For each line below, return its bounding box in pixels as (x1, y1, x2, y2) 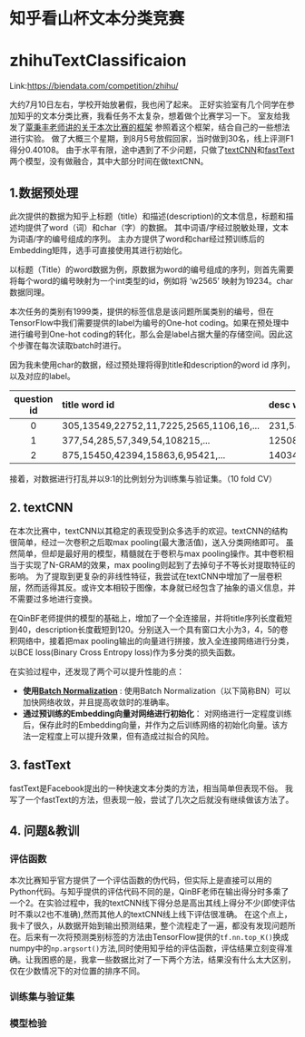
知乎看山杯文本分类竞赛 (9, 8, 185, 29)
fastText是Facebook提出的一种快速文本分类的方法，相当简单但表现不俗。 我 (9, 782, 293, 794)
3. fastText (9, 758, 71, 773)
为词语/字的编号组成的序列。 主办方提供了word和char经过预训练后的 (9, 233, 265, 244)
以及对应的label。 (9, 370, 75, 381)
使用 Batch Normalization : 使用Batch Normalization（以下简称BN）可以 (22, 685, 291, 696)
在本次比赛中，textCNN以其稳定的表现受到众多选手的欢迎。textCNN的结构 (9, 525, 289, 536)
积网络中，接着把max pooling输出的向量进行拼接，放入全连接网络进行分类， (9, 635, 294, 646)
